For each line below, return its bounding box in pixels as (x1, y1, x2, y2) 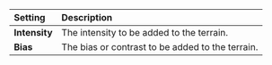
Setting (13, 12, 46, 23)
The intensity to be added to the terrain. (61, 27, 229, 38)
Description (61, 12, 113, 23)
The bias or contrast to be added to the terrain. (61, 41, 259, 53)
